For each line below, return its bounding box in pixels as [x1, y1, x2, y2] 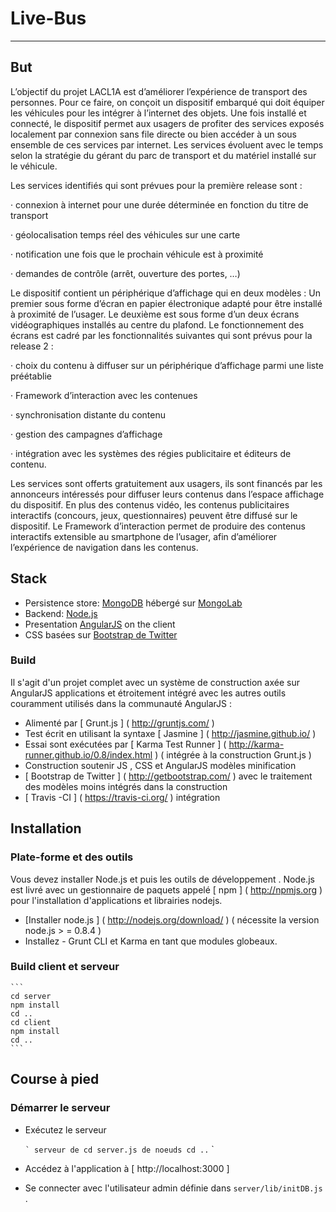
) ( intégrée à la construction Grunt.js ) [154, 748, 312, 761]
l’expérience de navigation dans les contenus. [10, 541, 199, 553]
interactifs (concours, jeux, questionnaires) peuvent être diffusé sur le [10, 509, 298, 521]
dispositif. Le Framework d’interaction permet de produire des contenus [10, 520, 307, 532]
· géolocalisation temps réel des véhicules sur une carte [10, 228, 241, 241]
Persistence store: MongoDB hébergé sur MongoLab [24, 597, 243, 609]
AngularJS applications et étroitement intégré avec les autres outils [10, 687, 287, 699]
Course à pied [10, 1071, 100, 1088]
